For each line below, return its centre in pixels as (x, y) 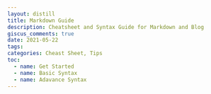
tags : (15, 47)
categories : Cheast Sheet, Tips (55, 54)
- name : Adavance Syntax (50, 80)
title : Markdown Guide (41, 20)
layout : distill (31, 14)
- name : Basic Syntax (46, 73)
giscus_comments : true (41, 34)
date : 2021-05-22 (33, 40)
